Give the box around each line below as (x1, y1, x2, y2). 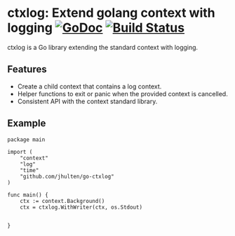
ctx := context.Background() (20, 197, 105, 204)
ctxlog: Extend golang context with (7, 5, 215, 21)
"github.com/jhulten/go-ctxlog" (20, 173, 114, 180)
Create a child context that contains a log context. (17, 82, 162, 91)
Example (7, 117, 46, 129)
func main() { (7, 191, 49, 198)
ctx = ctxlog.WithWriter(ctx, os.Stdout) (20, 204, 142, 211)
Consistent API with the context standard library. (17, 97, 158, 105)
